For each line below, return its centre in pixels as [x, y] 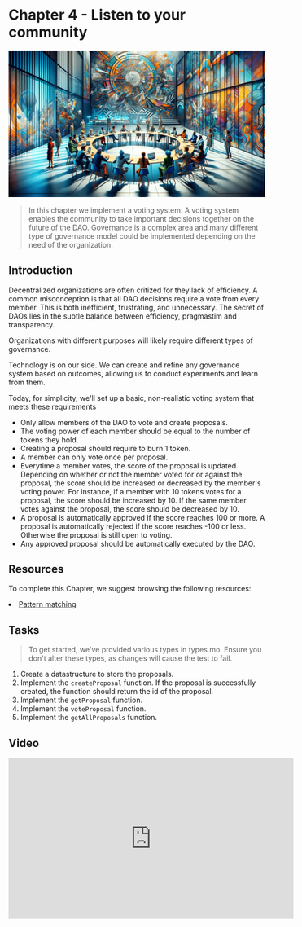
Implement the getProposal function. [81, 700]
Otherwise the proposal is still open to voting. [96, 534]
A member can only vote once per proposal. [94, 457]
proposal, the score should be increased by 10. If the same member [133, 500]
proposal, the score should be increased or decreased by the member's [141, 483]
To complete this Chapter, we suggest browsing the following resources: [130, 589]
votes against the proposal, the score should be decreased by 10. [130, 509]
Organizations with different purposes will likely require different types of [131, 340]
